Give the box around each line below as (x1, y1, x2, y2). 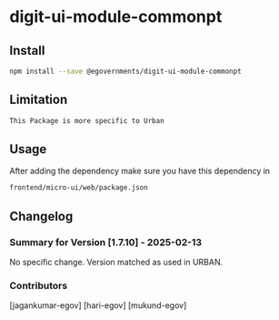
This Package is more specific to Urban (9, 116, 165, 125)
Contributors (9, 279, 68, 292)
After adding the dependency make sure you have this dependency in (9, 166, 271, 177)
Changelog (9, 208, 74, 224)
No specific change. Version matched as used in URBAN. (9, 256, 224, 267)
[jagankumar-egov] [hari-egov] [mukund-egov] (9, 300, 187, 311)
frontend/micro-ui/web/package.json (9, 183, 148, 192)
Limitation (9, 92, 68, 108)
